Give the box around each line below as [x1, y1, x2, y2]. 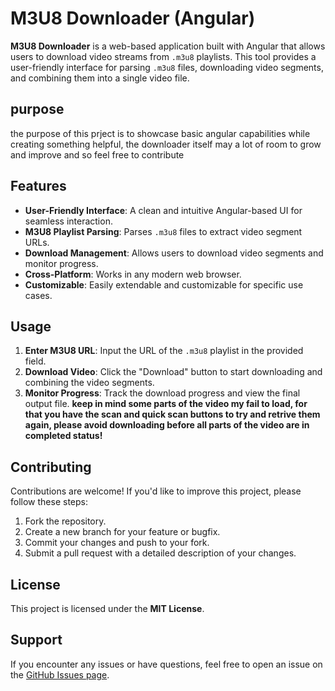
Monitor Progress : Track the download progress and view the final [24, 387, 301, 399]
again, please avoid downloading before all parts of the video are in [24, 419, 310, 431]
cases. [24, 289, 53, 301]
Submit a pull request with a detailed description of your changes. [24, 547, 297, 559]
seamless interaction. [24, 215, 113, 227]
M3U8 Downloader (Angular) [10, 7, 256, 30]
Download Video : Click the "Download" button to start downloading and [24, 366, 323, 378]
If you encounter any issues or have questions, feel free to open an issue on [10, 658, 323, 670]
